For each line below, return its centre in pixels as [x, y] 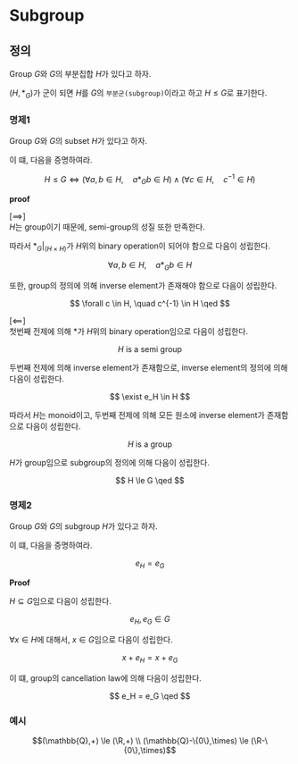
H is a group [150, 444]
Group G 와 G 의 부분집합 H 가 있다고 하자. [80, 74]
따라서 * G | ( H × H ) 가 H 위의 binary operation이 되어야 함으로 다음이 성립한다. [140, 247]
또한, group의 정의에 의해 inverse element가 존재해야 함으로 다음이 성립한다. [143, 286]
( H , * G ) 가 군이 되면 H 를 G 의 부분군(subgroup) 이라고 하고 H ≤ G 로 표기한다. [138, 94]
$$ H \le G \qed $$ [150, 481]
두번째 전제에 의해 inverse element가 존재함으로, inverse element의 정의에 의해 [149, 368]
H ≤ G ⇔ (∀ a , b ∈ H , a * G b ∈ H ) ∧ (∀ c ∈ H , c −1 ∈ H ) [150, 180]
